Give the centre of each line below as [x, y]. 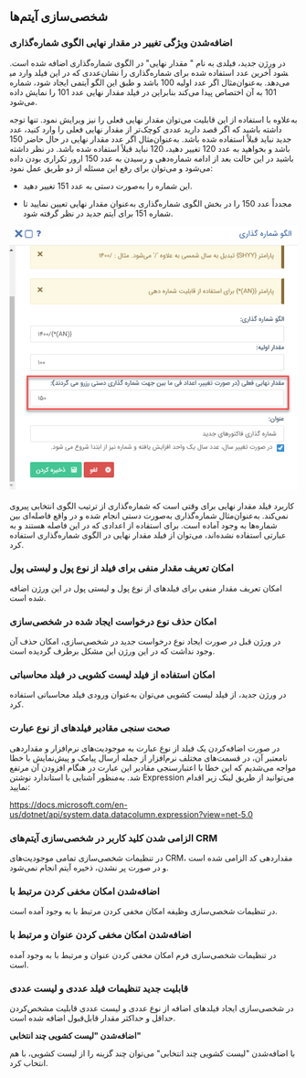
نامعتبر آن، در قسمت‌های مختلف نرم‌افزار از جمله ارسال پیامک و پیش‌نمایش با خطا [148, 758]
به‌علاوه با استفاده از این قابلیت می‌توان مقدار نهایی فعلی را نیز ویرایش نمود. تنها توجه [153, 119]
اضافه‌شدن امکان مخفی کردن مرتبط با [84, 891]
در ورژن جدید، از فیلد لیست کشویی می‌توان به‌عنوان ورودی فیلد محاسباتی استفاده [148, 695]
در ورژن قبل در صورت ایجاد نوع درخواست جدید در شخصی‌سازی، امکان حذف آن [145, 642]
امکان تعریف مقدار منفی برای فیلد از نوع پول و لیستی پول [122, 568]
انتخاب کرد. [29, 1062]
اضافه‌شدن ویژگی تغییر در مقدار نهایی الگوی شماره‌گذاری [121, 43]
